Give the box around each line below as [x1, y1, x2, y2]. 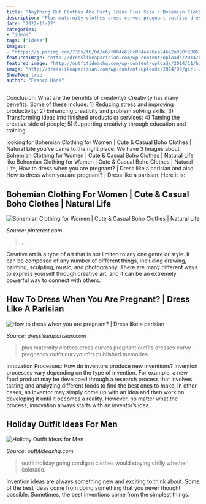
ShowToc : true [6, 72, 43, 78]
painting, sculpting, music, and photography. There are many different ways [6, 263, 198, 270]
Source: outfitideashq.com [6, 447, 74, 454]
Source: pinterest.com [6, 226, 63, 234]
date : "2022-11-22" [6, 20, 56, 26]
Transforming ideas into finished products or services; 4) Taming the [6, 114, 180, 121]
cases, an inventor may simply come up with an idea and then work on [6, 388, 185, 395]
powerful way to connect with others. [6, 277, 101, 284]
